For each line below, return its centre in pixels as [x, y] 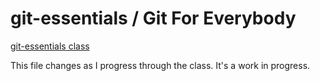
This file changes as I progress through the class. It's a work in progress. [160, 65]
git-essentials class [50, 46]
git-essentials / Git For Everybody [153, 18]
